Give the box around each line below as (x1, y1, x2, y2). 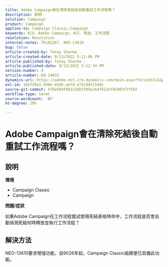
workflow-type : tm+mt (5, 92, 50, 97)
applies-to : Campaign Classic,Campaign (5, 26, 88, 31)
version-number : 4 (5, 68, 43, 73)
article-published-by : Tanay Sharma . (5, 59, 86, 64)
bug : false (5, 45, 28, 50)
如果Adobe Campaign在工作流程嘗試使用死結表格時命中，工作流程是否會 (5, 213, 155, 219)
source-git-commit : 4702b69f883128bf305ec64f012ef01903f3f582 (5, 86, 137, 92)
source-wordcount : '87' (5, 96, 55, 101)
